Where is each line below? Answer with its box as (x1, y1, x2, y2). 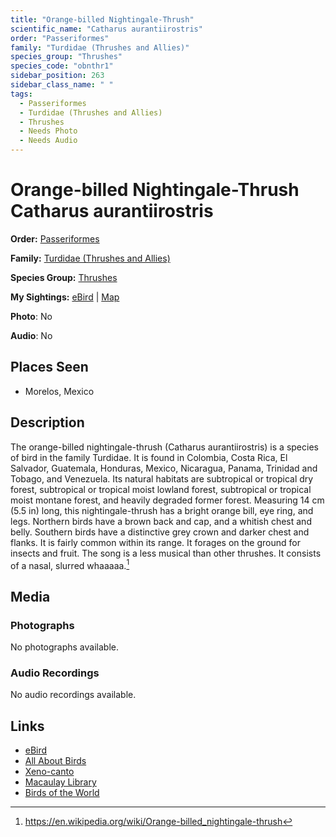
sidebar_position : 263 (10, 71, 105, 81)
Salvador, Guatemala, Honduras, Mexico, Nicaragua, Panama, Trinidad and (10, 462, 318, 474)
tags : (10, 89, 33, 99)
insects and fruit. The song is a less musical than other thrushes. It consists (10, 547, 322, 559)
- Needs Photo (19, 126, 78, 136)
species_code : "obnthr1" (10, 61, 114, 71)
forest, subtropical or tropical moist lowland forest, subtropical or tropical (10, 483, 312, 495)
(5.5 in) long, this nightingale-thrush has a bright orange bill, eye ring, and (10, 504, 314, 516)
